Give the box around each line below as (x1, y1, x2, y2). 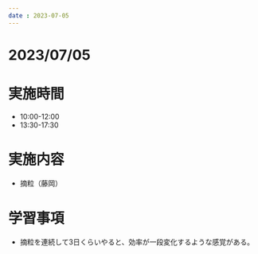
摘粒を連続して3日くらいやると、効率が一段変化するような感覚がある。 (19, 236, 255, 247)
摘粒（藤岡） (19, 178, 62, 188)
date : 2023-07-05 (8, 11, 69, 20)
